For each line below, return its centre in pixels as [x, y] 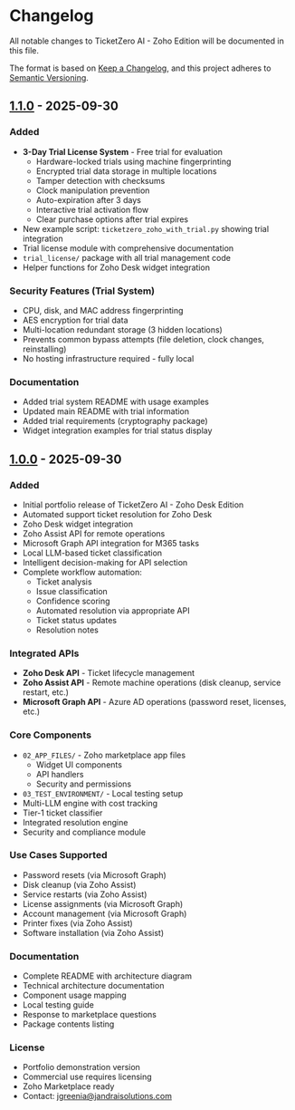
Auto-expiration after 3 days [89, 199]
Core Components [51, 735]
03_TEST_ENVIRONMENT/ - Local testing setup [103, 793]
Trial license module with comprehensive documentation [128, 248]
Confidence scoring [73, 601]
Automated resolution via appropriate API [113, 610]
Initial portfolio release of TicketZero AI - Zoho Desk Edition [133, 505]
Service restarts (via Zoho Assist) [85, 894]
